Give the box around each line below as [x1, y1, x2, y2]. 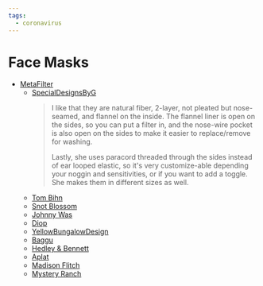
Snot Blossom [31, 202, 78, 211]
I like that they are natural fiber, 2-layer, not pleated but [51, 103, 232, 113]
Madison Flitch [31, 261, 80, 270]
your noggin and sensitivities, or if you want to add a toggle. [51, 169, 248, 179]
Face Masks [8, 53, 89, 71]
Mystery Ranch [31, 269, 82, 279]
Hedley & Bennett [31, 244, 89, 253]
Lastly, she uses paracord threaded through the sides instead [51, 153, 253, 162]
